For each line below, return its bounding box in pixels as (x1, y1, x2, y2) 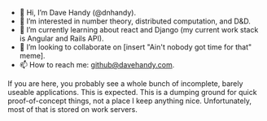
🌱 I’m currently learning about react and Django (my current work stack (19, 25, 259, 34)
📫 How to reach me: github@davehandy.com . (19, 60, 175, 69)
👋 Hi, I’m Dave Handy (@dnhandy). (19, 8, 136, 17)
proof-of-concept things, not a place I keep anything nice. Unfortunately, (7, 96, 252, 106)
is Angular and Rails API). (19, 33, 104, 43)
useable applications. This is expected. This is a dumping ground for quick (7, 88, 257, 97)
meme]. (19, 51, 46, 60)
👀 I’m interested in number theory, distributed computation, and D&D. (19, 16, 252, 26)
